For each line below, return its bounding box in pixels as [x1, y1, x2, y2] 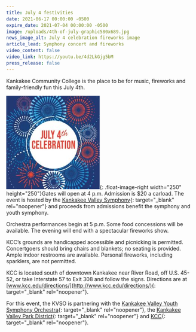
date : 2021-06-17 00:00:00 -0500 [6, 16, 90, 22]
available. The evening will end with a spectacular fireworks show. [6, 227, 169, 234]
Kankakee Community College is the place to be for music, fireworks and [6, 77, 186, 84]
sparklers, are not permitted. [6, 257, 76, 264]
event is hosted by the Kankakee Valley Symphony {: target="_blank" [6, 196, 174, 203]
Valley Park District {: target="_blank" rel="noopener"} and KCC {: [6, 312, 166, 319]
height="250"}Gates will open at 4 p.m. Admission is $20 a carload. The [6, 190, 184, 197]
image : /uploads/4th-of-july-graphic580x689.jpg [6, 29, 130, 35]
